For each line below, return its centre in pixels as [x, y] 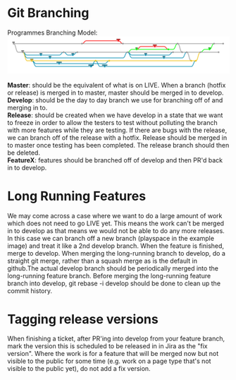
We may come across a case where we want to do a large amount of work [115, 215]
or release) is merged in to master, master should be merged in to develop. [116, 93]
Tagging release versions [83, 319]
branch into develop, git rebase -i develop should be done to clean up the [114, 283]
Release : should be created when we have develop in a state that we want [115, 115]
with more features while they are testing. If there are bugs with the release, [117, 130]
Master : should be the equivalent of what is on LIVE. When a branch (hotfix [117, 85]
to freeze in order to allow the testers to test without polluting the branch [113, 122]
